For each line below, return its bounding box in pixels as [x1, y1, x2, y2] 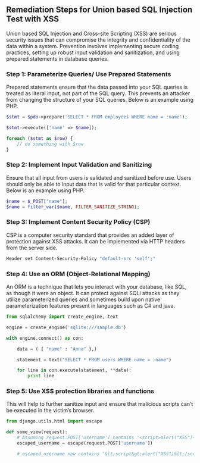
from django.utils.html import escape [6, 418, 102, 424]
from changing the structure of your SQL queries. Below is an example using [6, 96, 193, 104]
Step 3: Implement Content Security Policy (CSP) [6, 218, 151, 226]
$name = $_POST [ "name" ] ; [6, 198, 68, 204]
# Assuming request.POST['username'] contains [17, 434, 135, 441]
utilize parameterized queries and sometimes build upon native [6, 296, 161, 303]
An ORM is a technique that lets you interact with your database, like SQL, [6, 283, 187, 290]
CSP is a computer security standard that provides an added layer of [6, 232, 174, 239]
